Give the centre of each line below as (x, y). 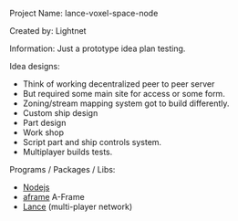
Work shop (43, 132)
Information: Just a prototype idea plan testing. (98, 48)
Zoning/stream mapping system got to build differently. (126, 103)
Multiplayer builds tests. (67, 152)
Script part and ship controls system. (92, 142)
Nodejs (36, 187)
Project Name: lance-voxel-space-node (84, 13)
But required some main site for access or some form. (124, 94)
